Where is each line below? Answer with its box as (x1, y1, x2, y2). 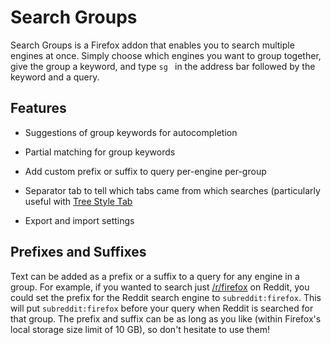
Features (10, 100, 67, 117)
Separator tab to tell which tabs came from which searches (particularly (24, 184, 321, 196)
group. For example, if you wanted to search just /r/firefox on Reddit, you (10, 281, 310, 293)
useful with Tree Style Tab (24, 195, 133, 207)
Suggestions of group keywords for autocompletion (24, 126, 238, 138)
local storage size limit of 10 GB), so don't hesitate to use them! (10, 323, 270, 335)
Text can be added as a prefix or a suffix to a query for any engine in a (10, 270, 300, 282)
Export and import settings (24, 214, 135, 226)
